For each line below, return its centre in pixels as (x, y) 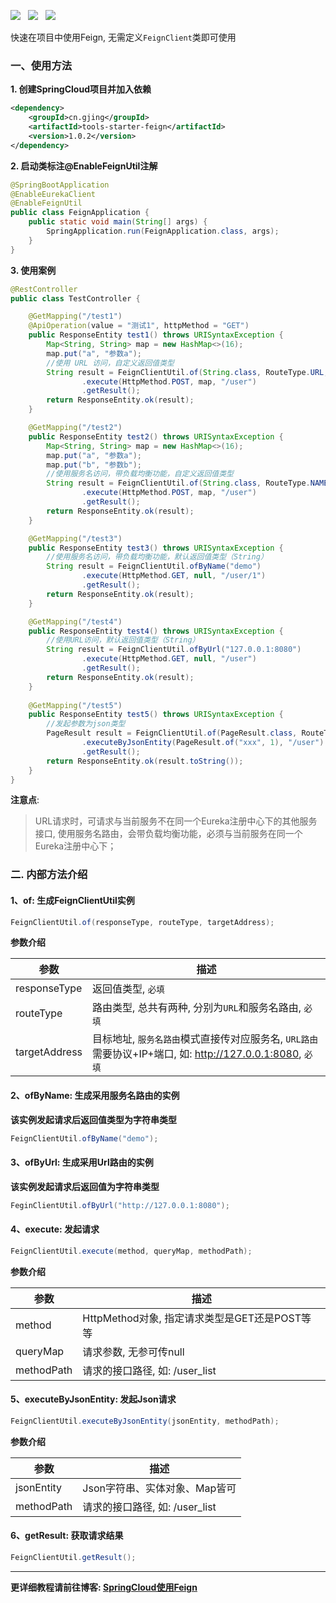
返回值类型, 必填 (128, 989)
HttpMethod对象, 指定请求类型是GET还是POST (192, 1318)
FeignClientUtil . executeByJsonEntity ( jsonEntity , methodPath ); (145, 1421)
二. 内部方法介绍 (49, 875)
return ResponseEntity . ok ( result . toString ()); (145, 761)
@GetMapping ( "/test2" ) (75, 428)
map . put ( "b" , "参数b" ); (94, 465)
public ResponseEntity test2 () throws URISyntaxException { (156, 436)
